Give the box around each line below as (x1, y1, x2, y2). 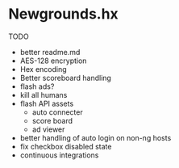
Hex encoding (19, 64, 67, 73)
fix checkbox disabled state (19, 141, 112, 151)
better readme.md (19, 47, 81, 57)
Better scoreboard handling (19, 73, 111, 82)
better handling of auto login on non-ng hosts (19, 132, 172, 142)
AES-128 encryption (19, 56, 87, 65)
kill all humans (19, 90, 68, 99)
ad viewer (31, 124, 65, 134)
